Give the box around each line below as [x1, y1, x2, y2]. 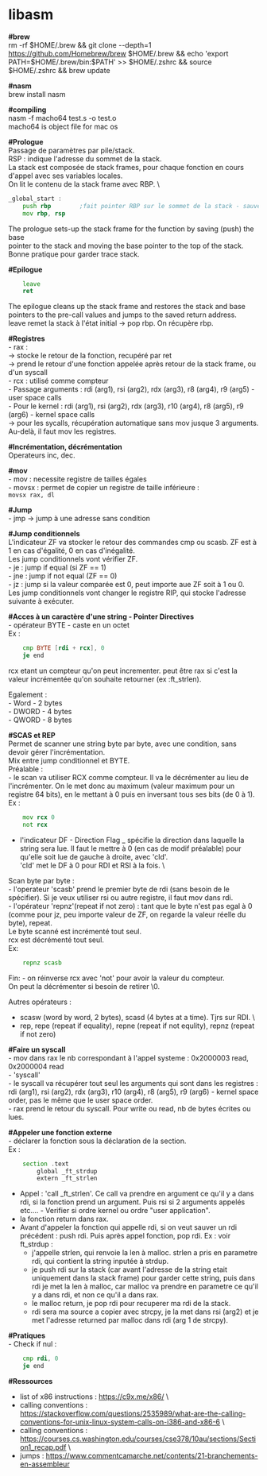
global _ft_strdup [37, 1167, 98, 1175]
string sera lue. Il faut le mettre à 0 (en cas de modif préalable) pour [19, 844, 242, 853]
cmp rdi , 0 [22, 1354, 59, 1363]
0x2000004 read [8, 1061, 64, 1071]
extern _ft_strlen [37, 1174, 98, 1183]
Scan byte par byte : [8, 875, 75, 885]
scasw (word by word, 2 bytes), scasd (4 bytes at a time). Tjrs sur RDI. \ [19, 1012, 256, 1022]
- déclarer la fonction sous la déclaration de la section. [8, 1136, 187, 1146]
